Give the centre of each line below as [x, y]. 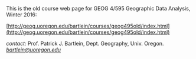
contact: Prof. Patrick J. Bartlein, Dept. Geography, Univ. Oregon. [85, 44]
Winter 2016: [22, 15]
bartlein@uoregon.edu [33, 50]
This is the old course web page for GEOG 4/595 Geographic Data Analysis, [98, 8]
